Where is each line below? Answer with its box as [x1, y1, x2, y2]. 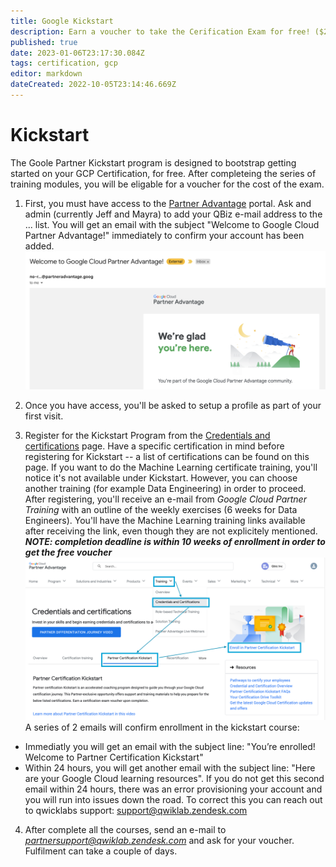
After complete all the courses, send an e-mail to [24, 824, 227, 836]
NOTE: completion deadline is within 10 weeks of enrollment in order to [24, 535, 326, 547]
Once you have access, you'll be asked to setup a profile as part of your [24, 399, 322, 411]
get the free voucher [24, 546, 113, 558]
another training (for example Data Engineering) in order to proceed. [24, 482, 307, 494]
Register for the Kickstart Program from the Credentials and [24, 429, 271, 441]
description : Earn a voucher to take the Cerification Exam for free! [10, 26, 311, 37]
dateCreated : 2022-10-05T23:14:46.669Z [10, 80, 177, 90]
